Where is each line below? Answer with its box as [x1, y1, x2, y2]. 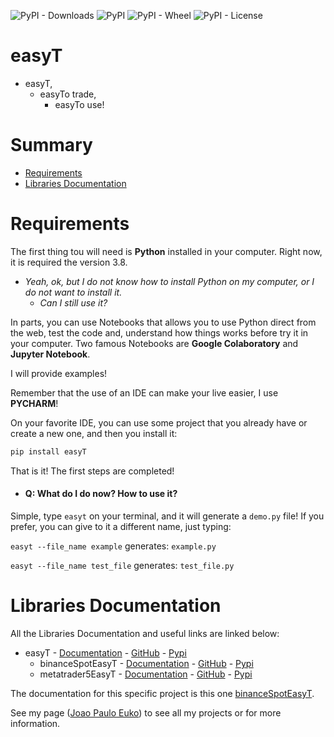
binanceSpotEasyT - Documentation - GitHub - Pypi [39, 657, 254, 669]
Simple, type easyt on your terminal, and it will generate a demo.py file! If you [10, 510, 325, 522]
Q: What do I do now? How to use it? [24, 488, 178, 500]
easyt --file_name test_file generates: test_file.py [10, 559, 235, 571]
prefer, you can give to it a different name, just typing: [10, 520, 232, 532]
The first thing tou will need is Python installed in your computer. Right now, [10, 245, 323, 257]
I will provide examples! [10, 367, 108, 379]
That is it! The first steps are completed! [10, 465, 175, 477]
